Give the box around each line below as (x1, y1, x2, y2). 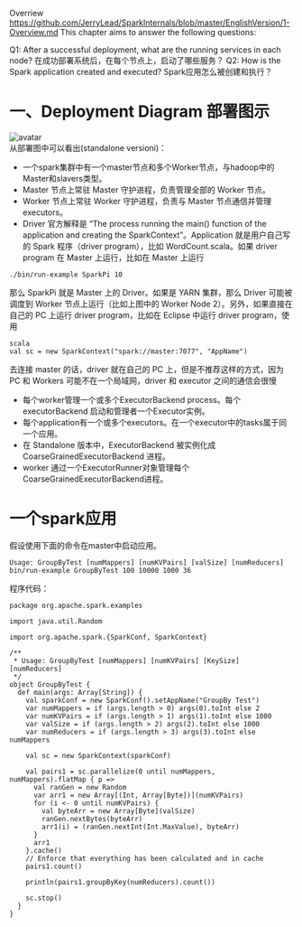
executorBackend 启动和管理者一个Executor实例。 (22, 406, 210, 417)
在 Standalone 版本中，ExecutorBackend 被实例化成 (22, 439, 216, 450)
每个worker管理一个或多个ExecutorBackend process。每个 (22, 394, 242, 405)
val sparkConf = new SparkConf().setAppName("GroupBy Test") (25, 696, 260, 705)
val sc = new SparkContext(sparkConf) (25, 751, 171, 760)
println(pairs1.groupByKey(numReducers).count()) (25, 877, 216, 886)
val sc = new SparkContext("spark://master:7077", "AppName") (9, 347, 248, 356)
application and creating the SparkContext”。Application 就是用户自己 (22, 229, 283, 240)
